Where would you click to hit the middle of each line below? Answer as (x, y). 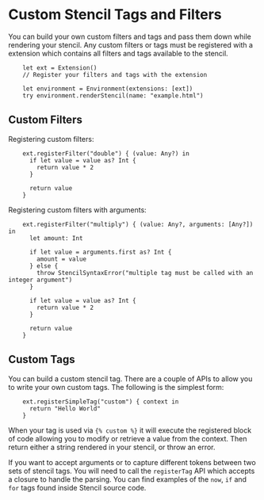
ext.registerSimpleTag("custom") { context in (101, 402)
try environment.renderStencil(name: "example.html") (113, 95)
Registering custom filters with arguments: (77, 210)
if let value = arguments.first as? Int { (100, 252)
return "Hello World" (65, 408)
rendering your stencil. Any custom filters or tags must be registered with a (131, 44)
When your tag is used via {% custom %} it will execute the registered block (130, 430)
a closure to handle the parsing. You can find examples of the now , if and (128, 479)
